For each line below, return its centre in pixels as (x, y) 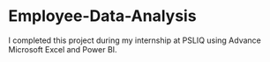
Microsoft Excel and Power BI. (63, 49)
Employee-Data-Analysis (102, 16)
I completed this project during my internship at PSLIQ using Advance (135, 40)
